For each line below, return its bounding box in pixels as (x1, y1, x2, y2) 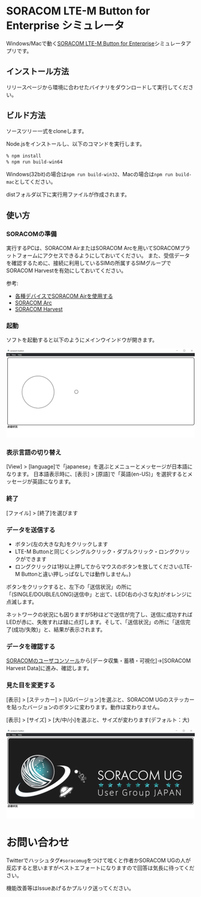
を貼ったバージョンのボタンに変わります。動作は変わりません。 (6, 703, 163, 711)
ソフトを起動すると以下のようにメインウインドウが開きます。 (6, 336, 158, 344)
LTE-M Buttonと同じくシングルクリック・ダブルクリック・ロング (14, 547, 175, 555)
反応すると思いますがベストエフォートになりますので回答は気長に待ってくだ (6, 865, 195, 872)
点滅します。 (6, 598, 38, 605)
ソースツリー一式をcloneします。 (6, 127, 88, 134)
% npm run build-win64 (6, 159, 63, 165)
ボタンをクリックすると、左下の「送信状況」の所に (6, 583, 132, 590)
